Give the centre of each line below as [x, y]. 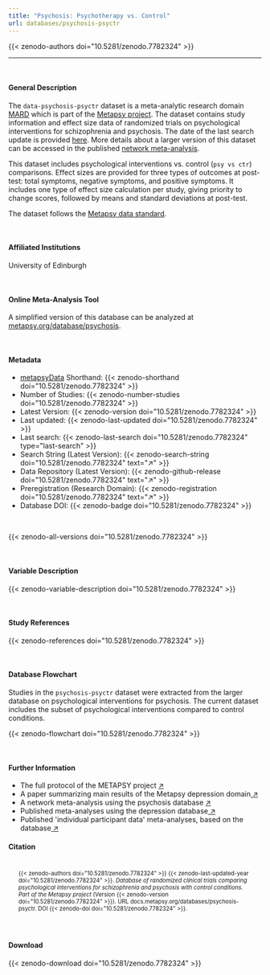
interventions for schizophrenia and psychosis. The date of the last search [131, 131]
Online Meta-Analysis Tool [53, 299]
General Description [43, 88]
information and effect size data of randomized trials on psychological [124, 122]
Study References [39, 623]
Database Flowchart [43, 674]
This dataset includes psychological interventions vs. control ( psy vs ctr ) [130, 164]
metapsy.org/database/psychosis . [65, 326]
